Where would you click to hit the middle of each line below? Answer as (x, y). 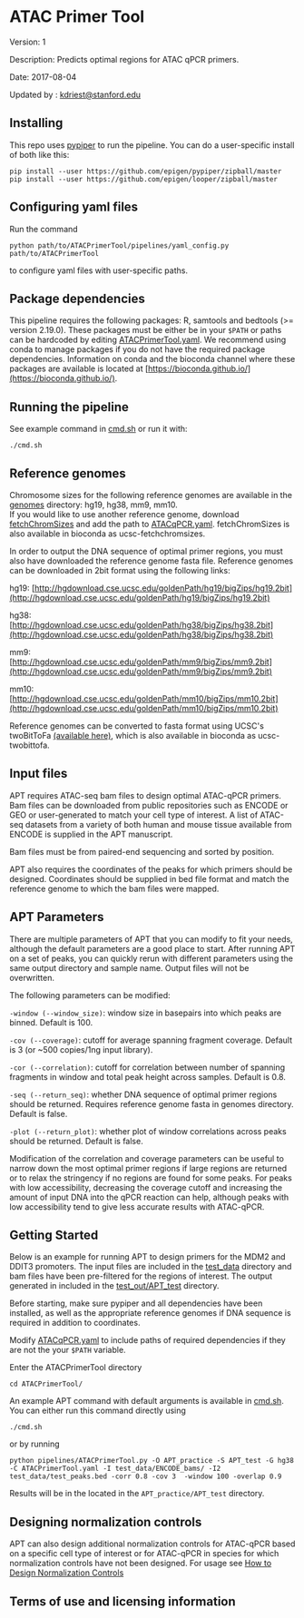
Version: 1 (28, 42)
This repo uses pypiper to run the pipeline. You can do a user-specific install (152, 145)
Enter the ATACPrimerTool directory (76, 1368)
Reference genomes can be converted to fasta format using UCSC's (137, 726)
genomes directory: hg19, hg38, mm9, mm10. (94, 505)
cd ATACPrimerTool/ (46, 1384)
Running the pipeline (69, 407)
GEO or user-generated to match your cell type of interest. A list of (134, 815)
